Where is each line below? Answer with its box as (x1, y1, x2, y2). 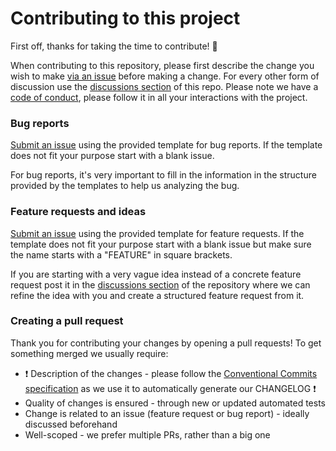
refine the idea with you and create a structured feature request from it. (10, 289, 305, 301)
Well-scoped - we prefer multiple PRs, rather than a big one (24, 428, 271, 441)
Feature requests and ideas (10, 205, 147, 219)
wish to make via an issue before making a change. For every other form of (10, 70, 320, 82)
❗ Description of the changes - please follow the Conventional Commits (24, 367, 318, 379)
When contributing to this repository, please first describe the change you (10, 59, 315, 71)
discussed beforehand (24, 418, 118, 430)
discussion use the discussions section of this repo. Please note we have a (10, 80, 319, 92)
